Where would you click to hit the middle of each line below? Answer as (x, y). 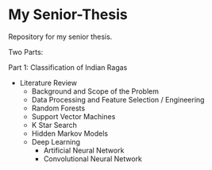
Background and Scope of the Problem (95, 91)
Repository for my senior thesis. (60, 37)
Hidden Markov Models (70, 133)
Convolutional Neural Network (93, 158)
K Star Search (54, 125)
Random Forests (58, 108)
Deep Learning (56, 141)
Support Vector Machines (73, 116)
